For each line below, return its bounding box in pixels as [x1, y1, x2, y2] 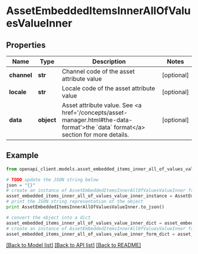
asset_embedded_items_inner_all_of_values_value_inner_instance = [6, 193, 173, 199]
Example [6, 151, 39, 161]
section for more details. [61, 131, 130, 139]
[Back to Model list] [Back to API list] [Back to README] [6, 242, 141, 249]
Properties [6, 40, 46, 50]
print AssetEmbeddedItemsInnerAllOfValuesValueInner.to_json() [6, 204, 165, 210]
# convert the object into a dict [6, 215, 91, 220]
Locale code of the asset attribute [61, 84, 156, 92]
